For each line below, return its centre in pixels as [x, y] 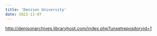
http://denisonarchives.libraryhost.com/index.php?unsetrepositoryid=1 [78, 28]
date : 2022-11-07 [23, 14]
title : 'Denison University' [36, 10]
